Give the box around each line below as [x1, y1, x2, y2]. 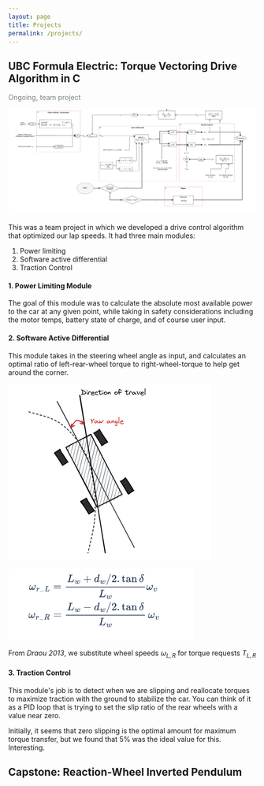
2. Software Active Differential [8, 333, 110, 343]
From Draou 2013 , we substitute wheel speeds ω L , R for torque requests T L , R [8, 648, 257, 659]
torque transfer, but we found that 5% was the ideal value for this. [8, 734, 222, 743]
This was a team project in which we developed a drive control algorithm [8, 223, 244, 232]
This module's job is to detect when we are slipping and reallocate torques [8, 685, 250, 695]
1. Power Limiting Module [8, 280, 92, 291]
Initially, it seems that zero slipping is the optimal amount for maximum [8, 725, 236, 736]
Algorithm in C [8, 72, 81, 85]
